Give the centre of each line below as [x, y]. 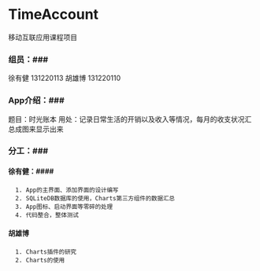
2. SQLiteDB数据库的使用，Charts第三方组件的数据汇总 [95, 198]
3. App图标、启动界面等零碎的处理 [64, 207]
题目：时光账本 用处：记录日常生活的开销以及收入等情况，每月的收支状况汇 [130, 119]
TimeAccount [54, 15]
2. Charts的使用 [40, 260]
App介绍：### [36, 101]
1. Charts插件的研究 [46, 252]
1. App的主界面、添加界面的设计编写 [67, 190]
